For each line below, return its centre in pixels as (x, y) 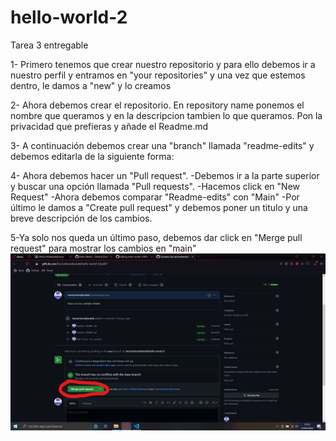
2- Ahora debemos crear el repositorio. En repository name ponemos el (157, 105)
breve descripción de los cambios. (81, 218)
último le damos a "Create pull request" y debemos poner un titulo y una (159, 207)
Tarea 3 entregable (49, 45)
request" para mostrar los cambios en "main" (103, 248)
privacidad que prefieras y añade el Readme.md (109, 126)
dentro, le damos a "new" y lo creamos (91, 85)
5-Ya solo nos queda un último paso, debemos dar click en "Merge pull (156, 237)
